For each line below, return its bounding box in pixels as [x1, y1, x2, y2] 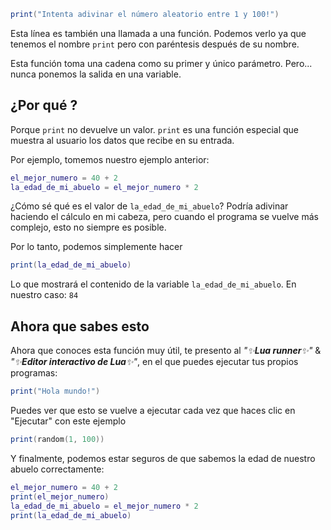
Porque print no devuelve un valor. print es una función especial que [10, 123, 299, 135]
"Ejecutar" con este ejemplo [10, 415, 127, 427]
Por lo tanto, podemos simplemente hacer [10, 241, 183, 253]
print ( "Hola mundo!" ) [10, 386, 101, 397]
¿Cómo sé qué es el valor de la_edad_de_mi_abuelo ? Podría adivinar [10, 200, 289, 212]
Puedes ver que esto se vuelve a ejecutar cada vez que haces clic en [10, 405, 296, 416]
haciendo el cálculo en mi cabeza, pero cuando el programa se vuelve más [10, 211, 319, 223]
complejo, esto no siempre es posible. [10, 221, 167, 234]
